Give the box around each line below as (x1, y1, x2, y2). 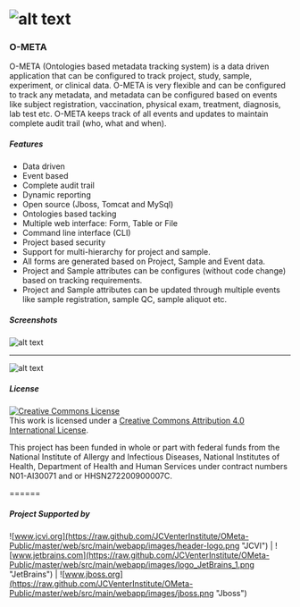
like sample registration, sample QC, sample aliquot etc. (21, 294, 228, 305)
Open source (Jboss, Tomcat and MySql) (21, 199, 174, 210)
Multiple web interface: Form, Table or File (21, 218, 179, 229)
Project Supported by (9, 508, 91, 518)
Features (9, 139, 44, 149)
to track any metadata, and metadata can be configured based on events (9, 89, 278, 100)
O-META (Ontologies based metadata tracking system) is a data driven (9, 61, 270, 72)
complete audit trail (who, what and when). (9, 118, 167, 129)
